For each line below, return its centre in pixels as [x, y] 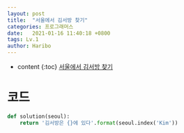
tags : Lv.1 [23, 40]
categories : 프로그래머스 [40, 26]
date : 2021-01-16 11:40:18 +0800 [59, 33]
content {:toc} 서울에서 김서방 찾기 [65, 66]
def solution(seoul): [39, 116]
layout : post [26, 14]
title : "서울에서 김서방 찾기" [48, 20]
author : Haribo [29, 46]
